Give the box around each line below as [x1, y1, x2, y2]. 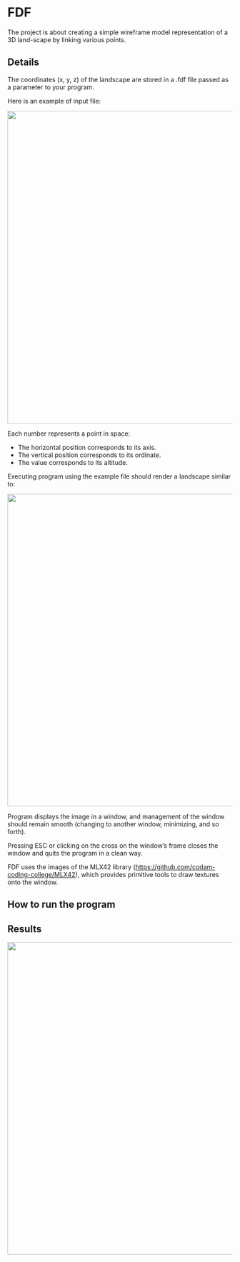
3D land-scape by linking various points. [7, 35, 126, 44]
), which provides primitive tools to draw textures [74, 870, 219, 878]
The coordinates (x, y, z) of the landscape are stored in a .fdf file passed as [7, 75, 229, 84]
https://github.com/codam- [135, 862, 216, 871]
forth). [7, 827, 26, 836]
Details [7, 56, 39, 69]
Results [7, 923, 42, 935]
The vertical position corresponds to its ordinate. [17, 451, 161, 459]
